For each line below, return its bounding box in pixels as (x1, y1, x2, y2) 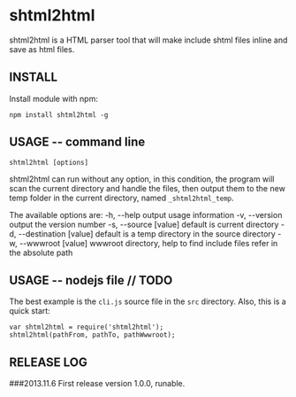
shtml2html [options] (9, 158, 89, 167)
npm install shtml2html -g (9, 110, 109, 120)
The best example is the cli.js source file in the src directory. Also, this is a (9, 296, 287, 307)
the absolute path (9, 247, 73, 258)
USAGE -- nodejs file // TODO (9, 272, 173, 288)
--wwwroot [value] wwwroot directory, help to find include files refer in (19, 237, 278, 248)
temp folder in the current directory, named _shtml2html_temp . (9, 192, 234, 203)
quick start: (9, 306, 50, 316)
